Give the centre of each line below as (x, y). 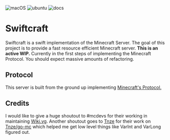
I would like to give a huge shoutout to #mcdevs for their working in (76, 115)
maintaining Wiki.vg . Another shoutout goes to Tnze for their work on (78, 121)
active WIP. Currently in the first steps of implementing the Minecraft (78, 53)
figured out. (18, 132)
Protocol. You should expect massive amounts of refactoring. (70, 59)
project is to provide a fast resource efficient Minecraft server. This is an (82, 48)
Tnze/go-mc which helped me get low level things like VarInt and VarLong (83, 126)
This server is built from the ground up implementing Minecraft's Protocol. (83, 87)
